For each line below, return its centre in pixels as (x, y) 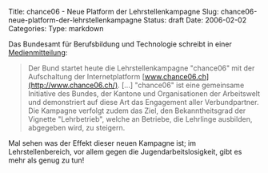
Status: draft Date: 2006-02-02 (195, 20)
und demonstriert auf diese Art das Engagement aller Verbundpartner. (143, 102)
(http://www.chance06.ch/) (73, 85)
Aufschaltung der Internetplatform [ (86, 76)
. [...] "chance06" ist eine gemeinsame (181, 85)
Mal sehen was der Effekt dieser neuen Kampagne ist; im (102, 143)
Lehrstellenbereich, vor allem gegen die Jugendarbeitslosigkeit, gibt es (125, 152)
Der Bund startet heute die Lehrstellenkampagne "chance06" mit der (141, 68)
